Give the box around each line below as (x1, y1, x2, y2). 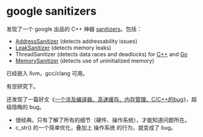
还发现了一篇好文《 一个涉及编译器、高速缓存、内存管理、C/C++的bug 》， (6, 95, 192, 103)
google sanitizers (6, 4, 97, 18)
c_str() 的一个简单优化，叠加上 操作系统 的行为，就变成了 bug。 (15, 124, 177, 131)
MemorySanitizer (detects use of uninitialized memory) (15, 57, 155, 64)
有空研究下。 (6, 83, 39, 90)
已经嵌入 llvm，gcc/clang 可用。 (6, 69, 88, 77)
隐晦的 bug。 (11, 103, 45, 111)
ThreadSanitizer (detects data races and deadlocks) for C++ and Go (15, 50, 188, 57)
